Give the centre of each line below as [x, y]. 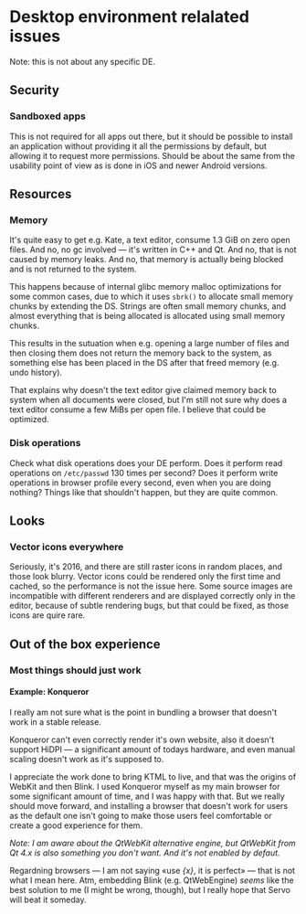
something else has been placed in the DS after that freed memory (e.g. [144, 363]
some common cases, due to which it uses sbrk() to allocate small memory [152, 297]
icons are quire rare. [47, 615]
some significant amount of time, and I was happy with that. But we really [147, 796]
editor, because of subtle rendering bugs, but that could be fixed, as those [149, 606]
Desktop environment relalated [129, 17]
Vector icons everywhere [67, 547]
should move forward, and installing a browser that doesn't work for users [149, 805]
